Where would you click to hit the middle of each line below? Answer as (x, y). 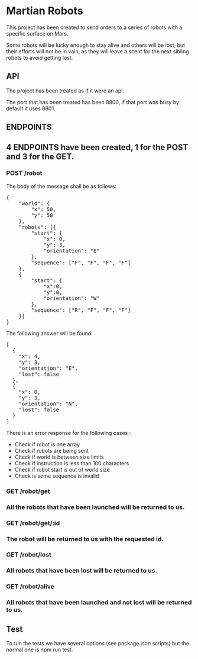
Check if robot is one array (47, 444)
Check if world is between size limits (59, 457)
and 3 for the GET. (40, 156)
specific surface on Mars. (37, 33)
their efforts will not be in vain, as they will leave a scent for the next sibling (98, 51)
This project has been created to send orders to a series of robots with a (94, 27)
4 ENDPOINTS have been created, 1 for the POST (97, 147)
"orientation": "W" (72, 298)
